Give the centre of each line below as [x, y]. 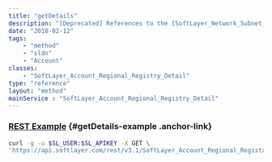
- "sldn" [38, 53]
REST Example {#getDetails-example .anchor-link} [110, 127]
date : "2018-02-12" [41, 31]
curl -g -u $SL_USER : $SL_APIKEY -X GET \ [79, 143]
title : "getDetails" [43, 16]
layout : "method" [38, 91]
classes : [23, 69]
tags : [17, 38]
